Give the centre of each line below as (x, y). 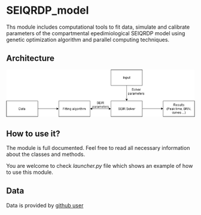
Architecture (31, 58)
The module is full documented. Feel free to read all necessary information (98, 148)
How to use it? (33, 133)
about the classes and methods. (46, 154)
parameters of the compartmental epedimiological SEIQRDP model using (96, 33)
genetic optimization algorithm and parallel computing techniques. (88, 39)
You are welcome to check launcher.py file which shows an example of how (100, 166)
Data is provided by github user (45, 205)
